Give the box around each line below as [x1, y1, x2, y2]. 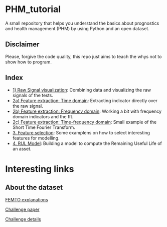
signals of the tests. [12, 92, 54, 98]
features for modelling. [12, 135, 60, 141]
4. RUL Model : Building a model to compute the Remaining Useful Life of [12, 140, 162, 146]
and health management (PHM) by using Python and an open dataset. [5, 25, 149, 31]
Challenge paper [5, 206, 40, 212]
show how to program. [5, 59, 52, 65]
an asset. [12, 145, 32, 152]
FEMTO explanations [5, 196, 49, 202]
